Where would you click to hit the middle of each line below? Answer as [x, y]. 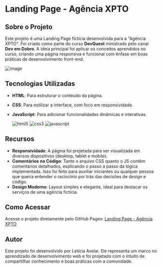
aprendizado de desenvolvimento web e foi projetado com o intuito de [75, 256]
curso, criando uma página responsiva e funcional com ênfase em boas [76, 54]
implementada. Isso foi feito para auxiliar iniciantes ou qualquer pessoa [83, 171]
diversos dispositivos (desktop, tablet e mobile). [60, 156]
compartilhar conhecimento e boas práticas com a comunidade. [69, 261]
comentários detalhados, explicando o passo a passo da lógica [75, 166]
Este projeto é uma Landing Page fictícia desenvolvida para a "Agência [75, 38]
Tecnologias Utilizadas [40, 84]
